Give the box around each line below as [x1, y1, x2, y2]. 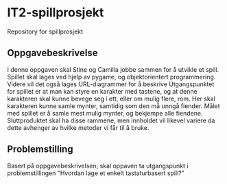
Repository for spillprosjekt [7, 27, 84, 36]
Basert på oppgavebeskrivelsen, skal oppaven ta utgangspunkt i [7, 161, 189, 170]
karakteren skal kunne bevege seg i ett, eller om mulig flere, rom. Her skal [7, 94, 216, 103]
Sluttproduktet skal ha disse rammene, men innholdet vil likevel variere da [7, 116, 215, 124]
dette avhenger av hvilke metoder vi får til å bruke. [7, 123, 150, 131]
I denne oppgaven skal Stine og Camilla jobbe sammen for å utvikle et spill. [7, 65, 219, 73]
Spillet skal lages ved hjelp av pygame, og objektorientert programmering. [7, 73, 216, 81]
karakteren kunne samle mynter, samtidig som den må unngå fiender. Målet [7, 101, 221, 110]
